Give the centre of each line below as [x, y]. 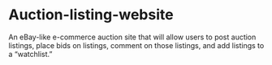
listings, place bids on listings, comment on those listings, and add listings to [136, 45]
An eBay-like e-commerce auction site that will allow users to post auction [132, 37]
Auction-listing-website [91, 15]
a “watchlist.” [30, 54]
